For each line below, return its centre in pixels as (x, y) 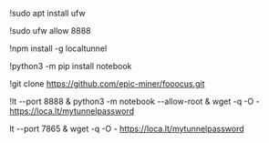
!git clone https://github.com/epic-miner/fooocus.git (107, 84)
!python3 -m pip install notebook (71, 66)
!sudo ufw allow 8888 (50, 31)
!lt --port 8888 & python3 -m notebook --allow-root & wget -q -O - (134, 101)
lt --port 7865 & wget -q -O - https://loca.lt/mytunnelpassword (127, 128)
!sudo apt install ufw (47, 13)
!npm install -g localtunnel (58, 48)
